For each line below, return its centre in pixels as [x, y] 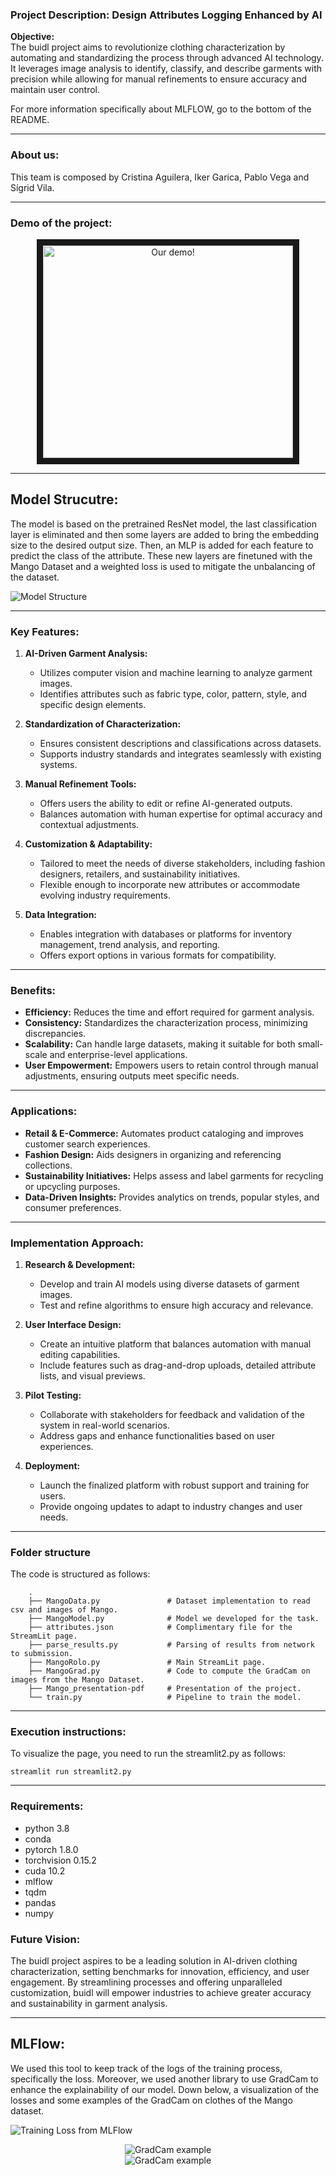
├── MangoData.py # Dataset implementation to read [169, 1601]
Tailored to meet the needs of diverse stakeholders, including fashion [182, 863]
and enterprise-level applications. [118, 1055]
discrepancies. [55, 1034]
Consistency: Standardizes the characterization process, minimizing [166, 1023]
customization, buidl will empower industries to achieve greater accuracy [161, 1993]
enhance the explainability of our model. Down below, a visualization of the [164, 2089]
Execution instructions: [68, 1732]
